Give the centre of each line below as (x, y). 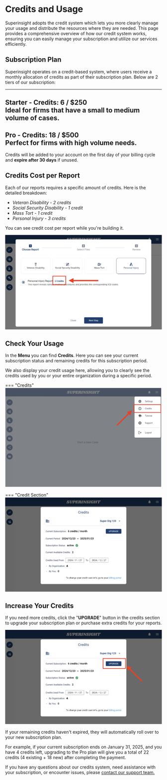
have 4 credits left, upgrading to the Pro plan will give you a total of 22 (77, 752)
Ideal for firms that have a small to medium (73, 110)
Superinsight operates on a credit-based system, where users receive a (79, 72)
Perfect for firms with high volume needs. (71, 143)
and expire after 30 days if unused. (42, 160)
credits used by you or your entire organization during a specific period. (79, 376)
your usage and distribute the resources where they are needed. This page (82, 28)
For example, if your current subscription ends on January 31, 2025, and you (83, 747)
